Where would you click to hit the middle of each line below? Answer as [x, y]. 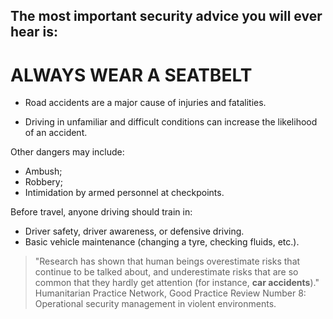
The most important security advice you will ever [166, 16]
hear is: [34, 32]
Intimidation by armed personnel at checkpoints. [124, 193]
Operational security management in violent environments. [155, 304]
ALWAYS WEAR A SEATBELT [131, 75]
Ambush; [43, 171]
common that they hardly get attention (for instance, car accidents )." [177, 283]
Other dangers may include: [67, 152]
